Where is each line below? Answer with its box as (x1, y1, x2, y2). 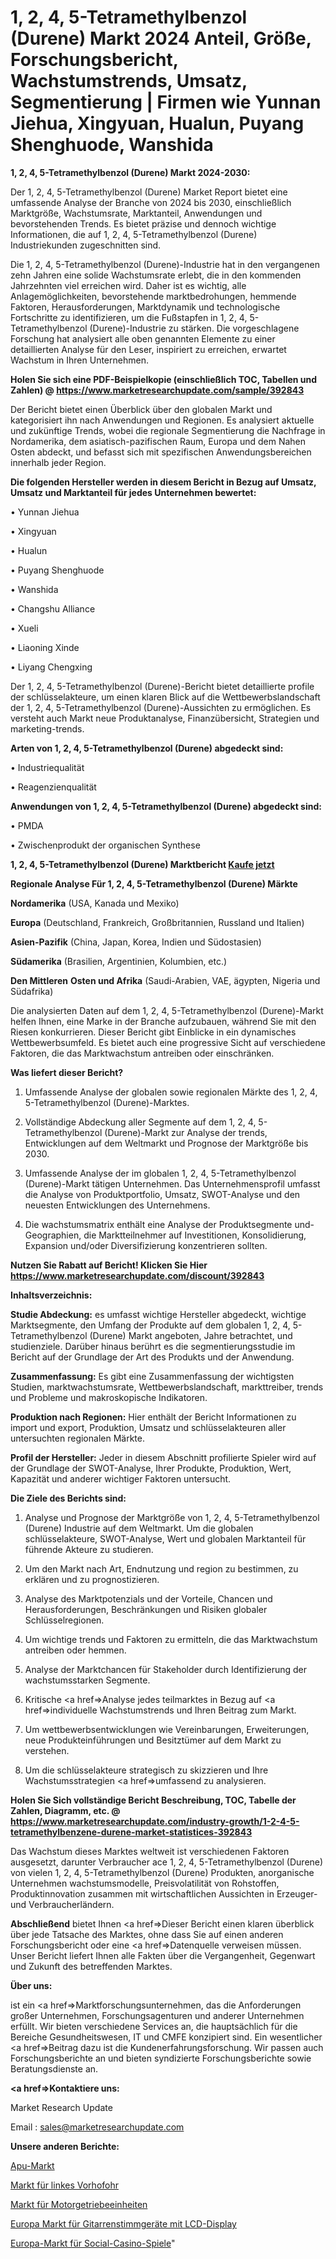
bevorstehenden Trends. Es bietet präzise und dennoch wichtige (10, 217, 277, 230)
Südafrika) (10, 985, 54, 997)
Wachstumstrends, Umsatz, (10, 70, 248, 93)
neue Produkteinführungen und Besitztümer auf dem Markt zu (24, 1734, 282, 1746)
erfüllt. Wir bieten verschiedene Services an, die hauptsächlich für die (10, 2020, 298, 2032)
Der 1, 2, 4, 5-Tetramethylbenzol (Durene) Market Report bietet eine (10, 186, 288, 198)
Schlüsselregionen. (24, 1614, 105, 1626)
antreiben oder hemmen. (24, 1644, 127, 1656)
